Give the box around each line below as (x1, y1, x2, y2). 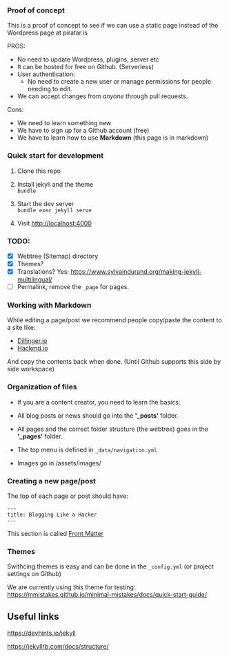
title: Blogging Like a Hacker (7, 511, 97, 519)
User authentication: (17, 70, 76, 78)
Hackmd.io (17, 344, 48, 353)
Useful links (7, 611, 60, 622)
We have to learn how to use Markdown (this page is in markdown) (17, 133, 209, 142)
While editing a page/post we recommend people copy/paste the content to (7, 316, 222, 324)
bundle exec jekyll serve (17, 207, 92, 214)
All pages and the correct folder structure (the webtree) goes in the (17, 425, 208, 433)
